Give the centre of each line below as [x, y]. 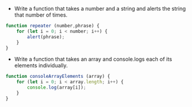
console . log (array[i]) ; [57, 88]
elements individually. [41, 65]
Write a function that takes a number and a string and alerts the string [100, 9]
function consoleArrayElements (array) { [58, 77]
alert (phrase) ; [46, 37]
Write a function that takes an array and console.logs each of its [93, 59]
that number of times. [41, 15]
